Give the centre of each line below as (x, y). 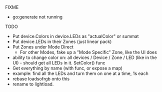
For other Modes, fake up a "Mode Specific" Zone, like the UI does (88, 52)
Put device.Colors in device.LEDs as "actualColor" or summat (75, 36)
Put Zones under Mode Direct (43, 47)
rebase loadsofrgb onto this (41, 79)
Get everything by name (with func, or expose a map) (67, 68)
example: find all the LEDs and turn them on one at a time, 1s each (80, 73)
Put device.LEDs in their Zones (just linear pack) (62, 41)
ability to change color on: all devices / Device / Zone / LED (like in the (84, 57)
